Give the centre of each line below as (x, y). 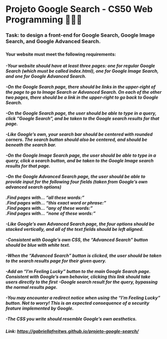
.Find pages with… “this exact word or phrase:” (56, 203)
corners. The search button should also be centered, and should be (77, 139)
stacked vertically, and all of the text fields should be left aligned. (75, 229)
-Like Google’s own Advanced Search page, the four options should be (80, 224)
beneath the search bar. (31, 144)
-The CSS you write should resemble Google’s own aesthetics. (71, 319)
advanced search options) (33, 187)
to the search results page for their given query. (56, 261)
